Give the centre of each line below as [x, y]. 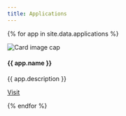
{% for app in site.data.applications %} [63, 34]
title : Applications [37, 14]
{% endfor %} [27, 106]
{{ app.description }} [37, 78]
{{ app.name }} [30, 63]
